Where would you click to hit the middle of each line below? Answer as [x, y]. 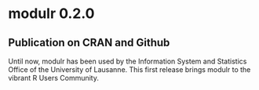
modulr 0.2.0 [51, 14]
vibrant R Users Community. [54, 78]
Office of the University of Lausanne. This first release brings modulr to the [129, 70]
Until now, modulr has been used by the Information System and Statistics [128, 61]
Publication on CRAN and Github [89, 43]
